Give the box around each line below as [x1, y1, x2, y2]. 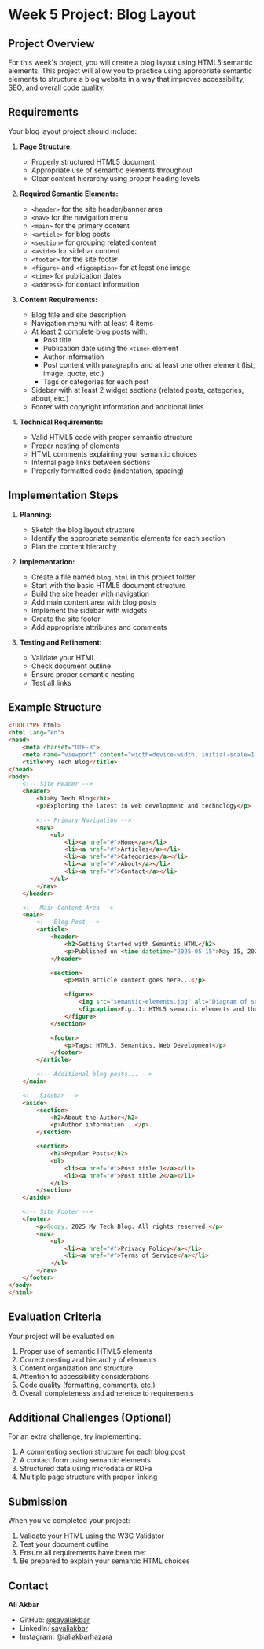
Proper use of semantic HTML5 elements [19, 1346, 153, 1355]
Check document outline [31, 661, 112, 671]
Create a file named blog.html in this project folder [31, 572, 196, 582]
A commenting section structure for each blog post [19, 1447, 185, 1457]
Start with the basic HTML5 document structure [31, 580, 186, 590]
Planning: [19, 509, 53, 519]
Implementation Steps [8, 489, 119, 502]
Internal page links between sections [31, 457, 151, 467]
